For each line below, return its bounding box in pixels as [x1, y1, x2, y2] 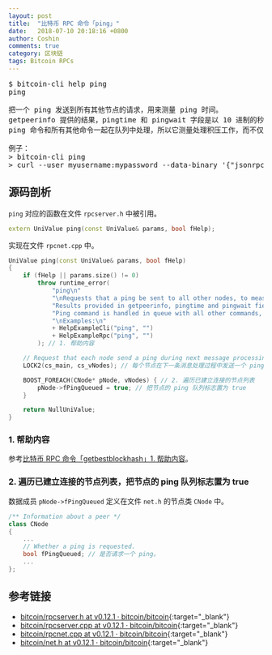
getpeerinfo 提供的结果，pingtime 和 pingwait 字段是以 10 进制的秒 [8, 115, 265, 124]
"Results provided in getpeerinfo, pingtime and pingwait [51, 302, 252, 310]
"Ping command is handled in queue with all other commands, [51, 309, 263, 317]
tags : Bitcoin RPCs [8, 58, 74, 66]
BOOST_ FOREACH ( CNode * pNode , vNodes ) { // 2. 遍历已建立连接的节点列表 [23, 376, 255, 384]
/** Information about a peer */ [8, 512, 121, 520]
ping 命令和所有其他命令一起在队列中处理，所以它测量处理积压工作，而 [8, 125, 250, 135]
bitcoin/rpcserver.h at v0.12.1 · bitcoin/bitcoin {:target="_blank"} [19, 611, 230, 621]
